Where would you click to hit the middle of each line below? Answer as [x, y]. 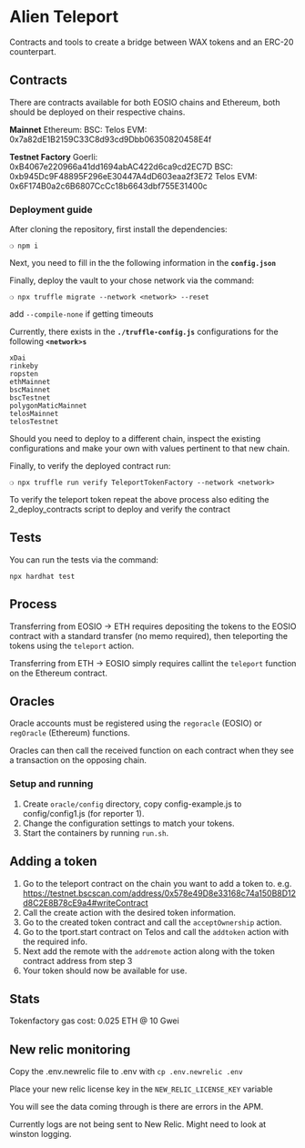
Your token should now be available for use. [105, 970]
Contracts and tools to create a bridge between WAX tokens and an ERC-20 [152, 42]
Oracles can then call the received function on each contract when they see [152, 751]
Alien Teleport [64, 17]
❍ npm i [24, 246]
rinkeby [24, 366]
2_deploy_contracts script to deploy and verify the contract [120, 509]
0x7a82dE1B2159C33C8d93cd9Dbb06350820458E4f [111, 139]
